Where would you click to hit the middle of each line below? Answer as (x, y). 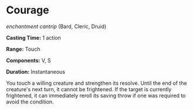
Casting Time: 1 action (34, 37)
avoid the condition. (30, 102)
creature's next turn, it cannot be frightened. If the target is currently (89, 89)
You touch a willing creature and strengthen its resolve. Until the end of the (97, 83)
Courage (28, 10)
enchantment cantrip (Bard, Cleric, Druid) (56, 26)
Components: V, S (28, 60)
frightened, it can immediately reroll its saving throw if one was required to (96, 95)
